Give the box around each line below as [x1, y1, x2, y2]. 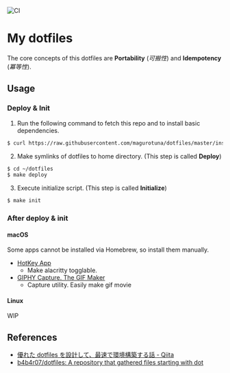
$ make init [7, 197, 41, 204]
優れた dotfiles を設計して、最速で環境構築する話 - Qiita [16, 350, 175, 359]
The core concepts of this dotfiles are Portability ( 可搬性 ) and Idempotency [7, 53, 222, 62]
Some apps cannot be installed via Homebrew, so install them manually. [7, 245, 209, 254]
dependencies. [16, 126, 60, 134]
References [7, 331, 57, 343]
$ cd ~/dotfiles [7, 165, 53, 172]
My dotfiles [7, 31, 73, 46]
